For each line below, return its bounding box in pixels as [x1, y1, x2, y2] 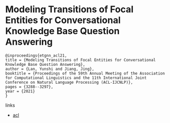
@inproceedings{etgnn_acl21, [5, 53, 67, 58]
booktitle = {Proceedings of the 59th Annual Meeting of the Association [5, 70, 165, 76]
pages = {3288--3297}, [5, 84, 53, 89]
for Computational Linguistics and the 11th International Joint [5, 75, 147, 80]
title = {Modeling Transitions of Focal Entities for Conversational [5, 57, 156, 62]
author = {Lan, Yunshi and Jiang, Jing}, [5, 66, 95, 71]
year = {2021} [5, 88, 36, 94]
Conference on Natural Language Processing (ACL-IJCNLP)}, [5, 80, 133, 85]
